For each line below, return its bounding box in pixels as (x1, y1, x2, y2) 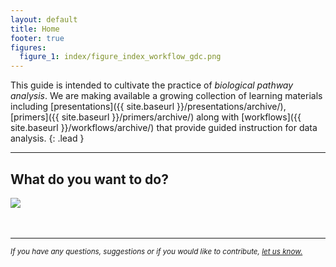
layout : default (10, 14, 78, 25)
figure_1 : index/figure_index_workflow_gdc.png (19, 52, 222, 62)
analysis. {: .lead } (10, 132, 85, 145)
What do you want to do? (10, 171, 169, 188)
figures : (10, 42, 47, 53)
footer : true (10, 33, 65, 43)
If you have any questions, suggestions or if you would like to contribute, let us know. (10, 246, 303, 256)
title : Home (10, 24, 60, 34)
